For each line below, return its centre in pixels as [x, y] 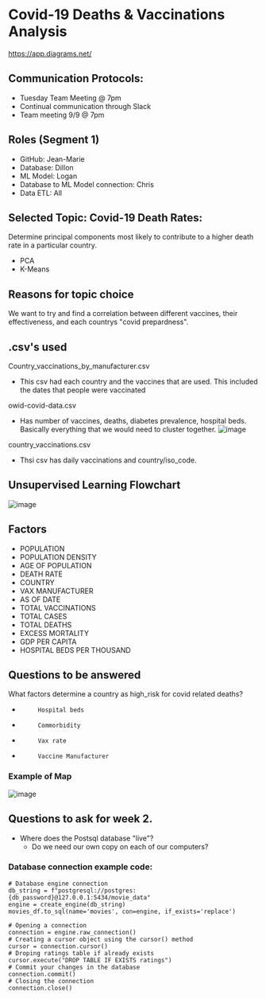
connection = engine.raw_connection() [72, 932]
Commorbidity [59, 726]
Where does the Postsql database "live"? [87, 838]
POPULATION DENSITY [58, 557]
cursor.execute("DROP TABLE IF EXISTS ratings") [90, 960]
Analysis [38, 31]
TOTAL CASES [43, 616]
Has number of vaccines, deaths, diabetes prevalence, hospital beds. [133, 421]
